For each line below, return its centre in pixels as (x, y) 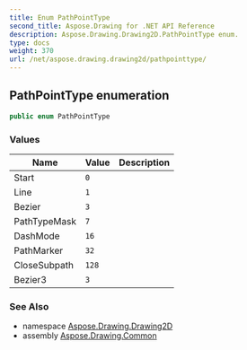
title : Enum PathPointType (60, 17)
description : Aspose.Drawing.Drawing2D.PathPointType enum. (124, 34)
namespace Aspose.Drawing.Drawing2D (97, 326)
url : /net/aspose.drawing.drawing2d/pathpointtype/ (108, 59)
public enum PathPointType (60, 116)
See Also (29, 306)
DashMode (37, 236)
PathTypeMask (45, 221)
